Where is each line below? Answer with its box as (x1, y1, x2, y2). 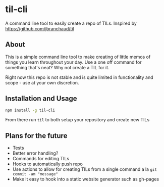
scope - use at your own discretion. (5, 79, 79, 85)
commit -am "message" (12, 172, 58, 177)
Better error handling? (12, 150, 59, 156)
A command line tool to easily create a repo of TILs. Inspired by (5, 20, 137, 26)
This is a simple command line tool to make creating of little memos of (5, 54, 151, 60)
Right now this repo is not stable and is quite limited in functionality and (5, 74, 153, 80)
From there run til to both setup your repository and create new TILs (5, 117, 150, 123)
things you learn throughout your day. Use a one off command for (5, 59, 142, 65)
